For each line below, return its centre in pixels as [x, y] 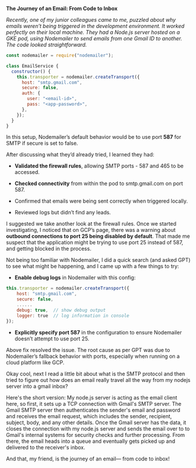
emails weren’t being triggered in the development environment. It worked [95, 26]
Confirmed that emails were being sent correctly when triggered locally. [101, 201]
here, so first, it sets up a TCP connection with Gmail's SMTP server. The [94, 404]
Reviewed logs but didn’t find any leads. [63, 213]
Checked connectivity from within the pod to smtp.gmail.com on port [99, 183]
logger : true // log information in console [73, 316]
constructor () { [31, 71]
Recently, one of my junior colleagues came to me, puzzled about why [91, 20]
